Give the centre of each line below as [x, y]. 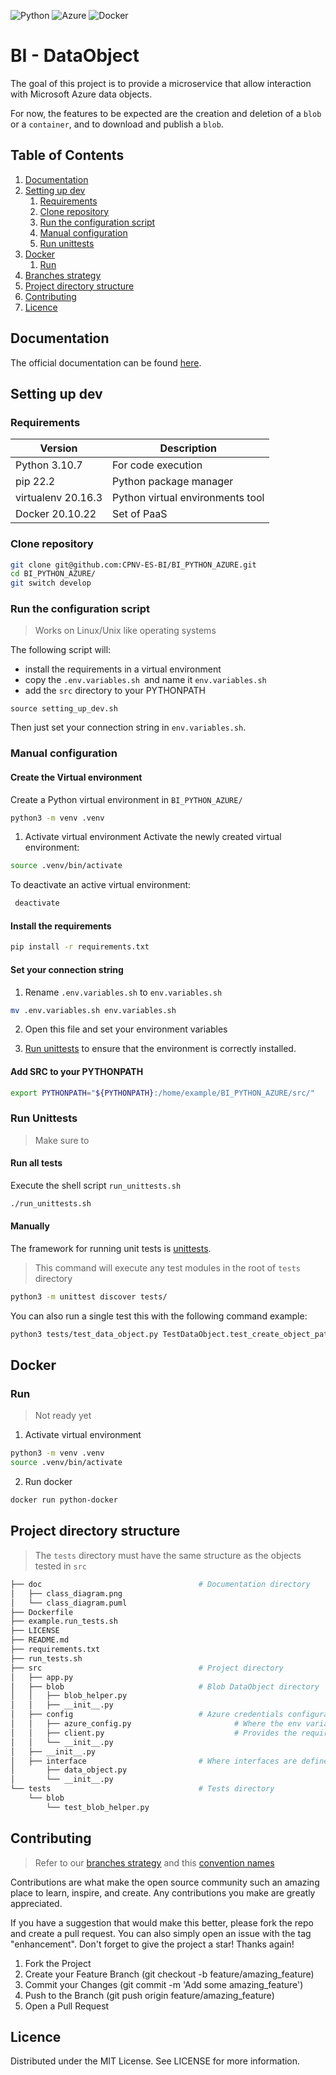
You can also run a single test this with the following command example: [159, 1316]
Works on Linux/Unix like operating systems [125, 631]
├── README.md [40, 1640]
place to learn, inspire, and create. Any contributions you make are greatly [163, 1892]
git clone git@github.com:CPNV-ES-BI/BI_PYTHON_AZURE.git [133, 565]
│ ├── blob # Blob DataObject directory [165, 1686]
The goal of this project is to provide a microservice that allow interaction [161, 83]
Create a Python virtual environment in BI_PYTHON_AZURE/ [126, 799]
